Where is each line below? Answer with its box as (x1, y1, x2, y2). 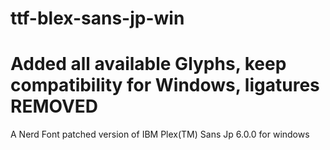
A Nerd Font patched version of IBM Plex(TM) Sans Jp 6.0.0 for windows (10, 128, 310, 141)
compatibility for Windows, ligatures (10, 74, 320, 97)
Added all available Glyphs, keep (10, 53, 287, 76)
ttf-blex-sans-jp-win (10, 7, 185, 30)
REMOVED (10, 95, 99, 118)
